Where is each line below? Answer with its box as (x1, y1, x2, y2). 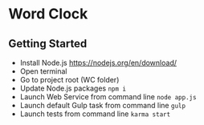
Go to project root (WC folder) (19, 75, 120, 84)
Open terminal (19, 67, 67, 76)
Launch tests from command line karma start (19, 109, 171, 119)
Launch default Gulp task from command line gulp (19, 101, 186, 110)
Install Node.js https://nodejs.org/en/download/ (19, 58, 177, 67)
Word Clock (8, 5, 88, 23)
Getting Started (8, 37, 88, 50)
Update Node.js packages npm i (19, 83, 127, 93)
